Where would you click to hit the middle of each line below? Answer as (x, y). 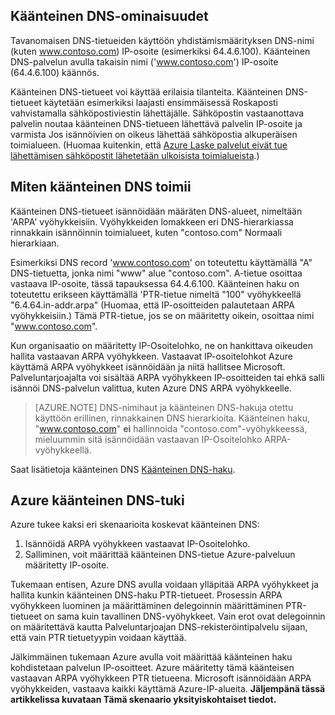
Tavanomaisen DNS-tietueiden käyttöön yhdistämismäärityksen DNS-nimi (162, 40)
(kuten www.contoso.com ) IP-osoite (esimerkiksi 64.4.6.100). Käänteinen (160, 51)
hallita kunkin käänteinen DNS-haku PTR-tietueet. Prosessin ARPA (146, 595)
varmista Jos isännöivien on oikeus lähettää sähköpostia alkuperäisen (154, 134)
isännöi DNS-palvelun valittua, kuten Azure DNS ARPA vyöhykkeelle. (151, 388)
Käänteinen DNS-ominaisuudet (109, 16)
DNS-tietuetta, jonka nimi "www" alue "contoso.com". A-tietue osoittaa (156, 273)
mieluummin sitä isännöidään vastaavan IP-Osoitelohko (148, 439)
